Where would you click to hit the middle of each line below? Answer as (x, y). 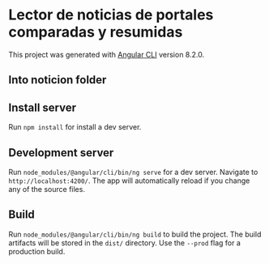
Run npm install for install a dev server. (75, 127)
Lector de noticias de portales (111, 15)
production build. (37, 251)
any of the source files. (47, 189)
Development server (61, 153)
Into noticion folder (58, 80)
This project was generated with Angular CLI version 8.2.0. (107, 54)
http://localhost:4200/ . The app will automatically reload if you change (129, 181)
